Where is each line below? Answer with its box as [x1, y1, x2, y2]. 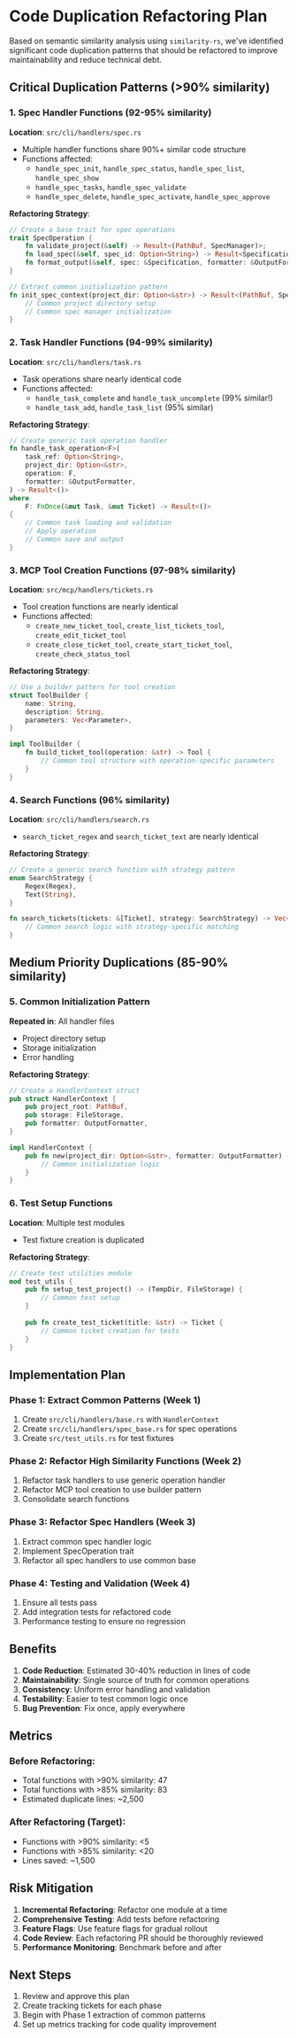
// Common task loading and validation [25, 518, 172, 528]
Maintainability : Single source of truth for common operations [21, 1674, 250, 1685]
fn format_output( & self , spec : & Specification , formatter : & [25, 259, 255, 267]
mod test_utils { [9, 1277, 73, 1286]
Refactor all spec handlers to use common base [21, 1554, 196, 1565]
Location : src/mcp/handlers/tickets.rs [9, 585, 154, 595]
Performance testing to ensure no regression [21, 1616, 186, 1626]
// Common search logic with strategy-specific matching [25, 923, 240, 932]
